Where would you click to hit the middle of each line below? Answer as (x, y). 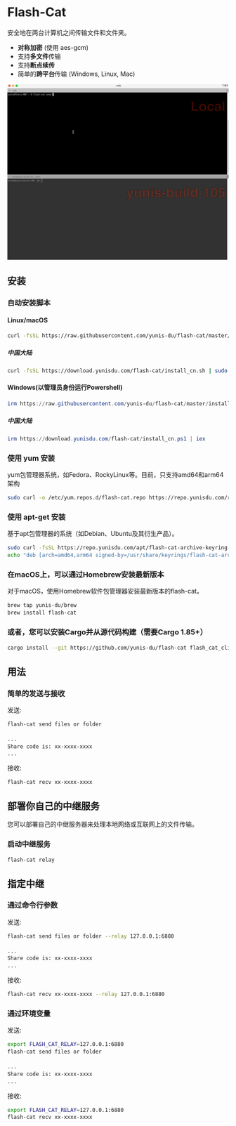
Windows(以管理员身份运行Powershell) (65, 388)
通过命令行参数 (33, 905)
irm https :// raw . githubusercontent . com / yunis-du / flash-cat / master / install (119, 404)
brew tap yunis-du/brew (42, 605)
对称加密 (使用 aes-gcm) (53, 47)
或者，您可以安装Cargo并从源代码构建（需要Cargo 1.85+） (107, 631)
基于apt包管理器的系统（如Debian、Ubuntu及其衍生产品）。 (93, 534)
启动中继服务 (29, 844)
